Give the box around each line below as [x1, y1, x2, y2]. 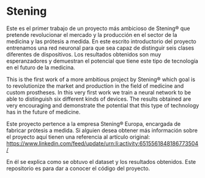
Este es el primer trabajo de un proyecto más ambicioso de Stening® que [6, 25, 190, 32]
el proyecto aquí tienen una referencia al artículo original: [6, 133, 150, 141]
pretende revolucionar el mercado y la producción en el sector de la [6, 31, 177, 38]
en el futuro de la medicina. [6, 63, 75, 71]
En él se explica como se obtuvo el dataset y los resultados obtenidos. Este [6, 158, 196, 165]
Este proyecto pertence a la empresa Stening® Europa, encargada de [6, 120, 181, 127]
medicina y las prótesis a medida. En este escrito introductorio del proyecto [6, 37, 197, 45]
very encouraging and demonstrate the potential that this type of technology [6, 101, 199, 109]
